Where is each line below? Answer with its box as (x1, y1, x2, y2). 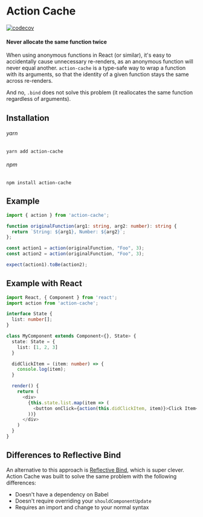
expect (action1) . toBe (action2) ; (6, 262, 88, 268)
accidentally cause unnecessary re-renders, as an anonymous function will (6, 58, 193, 65)
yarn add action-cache (6, 148, 63, 155)
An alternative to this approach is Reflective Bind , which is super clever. (6, 466, 184, 474)
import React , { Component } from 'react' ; (6, 294, 118, 300)
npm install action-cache (6, 179, 71, 185)
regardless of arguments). (6, 95, 71, 103)
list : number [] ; (11, 316, 53, 323)
